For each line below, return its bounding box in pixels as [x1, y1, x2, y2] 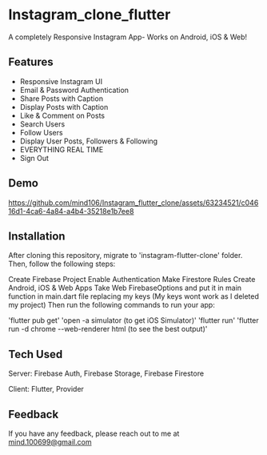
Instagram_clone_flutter [8, 6, 171, 24]
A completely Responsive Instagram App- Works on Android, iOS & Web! [8, 32, 248, 42]
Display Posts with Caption [19, 102, 109, 111]
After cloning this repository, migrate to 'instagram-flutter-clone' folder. [8, 251, 243, 260]
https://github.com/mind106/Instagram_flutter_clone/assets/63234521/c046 [8, 198, 259, 207]
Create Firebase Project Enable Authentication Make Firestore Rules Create [8, 275, 256, 284]
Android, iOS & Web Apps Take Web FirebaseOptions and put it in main [8, 283, 242, 293]
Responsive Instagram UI [19, 76, 102, 86]
